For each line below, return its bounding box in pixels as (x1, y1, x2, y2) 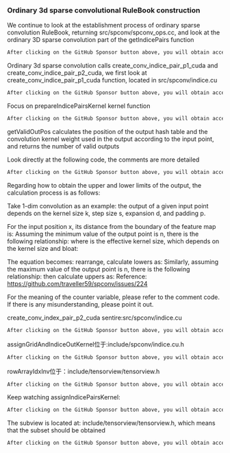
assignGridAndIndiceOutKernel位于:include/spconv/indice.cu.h (7, 340, 185, 349)
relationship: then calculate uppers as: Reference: (7, 272, 147, 280)
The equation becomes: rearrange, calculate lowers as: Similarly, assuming (7, 257, 219, 266)
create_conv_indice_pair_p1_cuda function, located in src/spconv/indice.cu (7, 76, 218, 85)
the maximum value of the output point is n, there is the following (7, 265, 190, 273)
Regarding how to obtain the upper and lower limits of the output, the (7, 181, 202, 189)
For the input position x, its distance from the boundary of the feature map (7, 222, 216, 230)
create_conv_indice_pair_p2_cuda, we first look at (7, 69, 147, 77)
